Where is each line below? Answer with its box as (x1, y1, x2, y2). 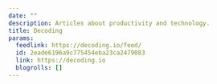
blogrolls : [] (15, 64, 63, 72)
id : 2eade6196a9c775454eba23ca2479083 (15, 49, 146, 57)
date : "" (8, 11, 38, 20)
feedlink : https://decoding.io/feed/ (15, 42, 142, 50)
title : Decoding (8, 26, 63, 34)
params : (8, 34, 35, 42)
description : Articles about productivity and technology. (8, 19, 211, 27)
